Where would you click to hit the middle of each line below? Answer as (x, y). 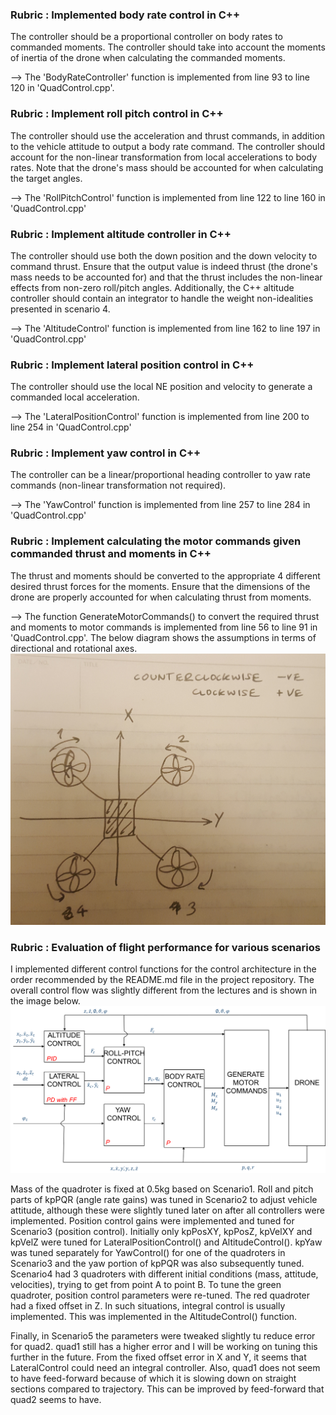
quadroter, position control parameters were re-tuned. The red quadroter (160, 1295)
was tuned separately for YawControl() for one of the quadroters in (148, 1253)
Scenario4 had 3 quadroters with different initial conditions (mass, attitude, (164, 1274)
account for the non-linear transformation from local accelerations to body (164, 157)
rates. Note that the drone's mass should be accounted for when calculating (167, 167)
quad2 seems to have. (56, 1400)
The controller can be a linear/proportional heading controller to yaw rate (160, 475)
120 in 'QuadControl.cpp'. (62, 88)
